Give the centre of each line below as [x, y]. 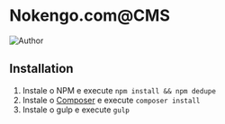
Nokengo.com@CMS [90, 16]
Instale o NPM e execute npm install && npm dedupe [119, 90]
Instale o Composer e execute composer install [111, 100]
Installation [41, 69]
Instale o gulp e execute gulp [76, 110]
